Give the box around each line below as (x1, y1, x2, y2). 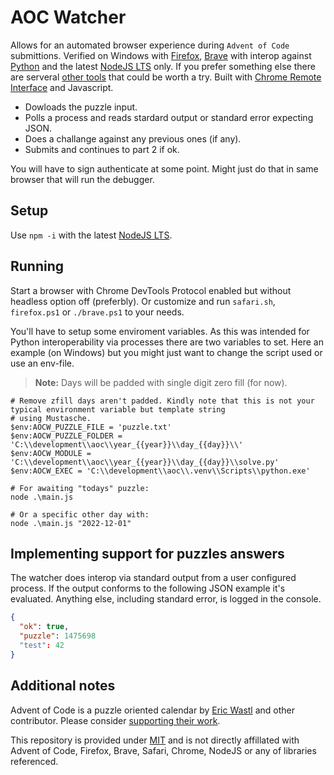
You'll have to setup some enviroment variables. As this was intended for (10, 325, 310, 337)
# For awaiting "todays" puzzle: (10, 483, 150, 493)
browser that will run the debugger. (10, 173, 155, 185)
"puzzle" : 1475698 (19, 631, 97, 641)
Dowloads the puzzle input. (24, 101, 138, 113)
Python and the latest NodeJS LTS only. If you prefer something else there (10, 60, 316, 72)
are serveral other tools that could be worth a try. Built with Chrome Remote (10, 71, 322, 83)
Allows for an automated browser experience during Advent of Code (10, 39, 290, 51)
